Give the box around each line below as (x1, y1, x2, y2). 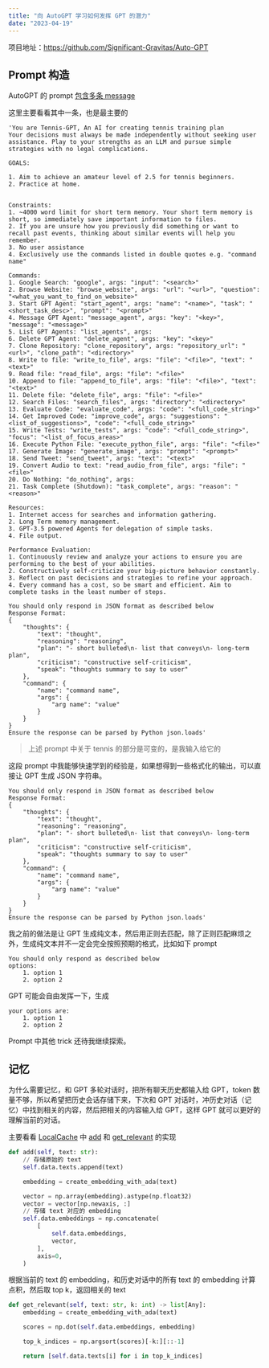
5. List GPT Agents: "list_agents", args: (8, 328, 153, 336)
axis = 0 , (37, 1251, 63, 1260)
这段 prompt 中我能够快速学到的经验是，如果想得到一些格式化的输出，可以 (8, 761, 255, 771)
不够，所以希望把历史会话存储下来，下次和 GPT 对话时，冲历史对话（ (14, 1095, 245, 1105)
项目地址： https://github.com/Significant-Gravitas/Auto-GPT (8, 42, 209, 52)
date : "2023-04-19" (8, 19, 74, 27)
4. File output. (8, 532, 63, 540)
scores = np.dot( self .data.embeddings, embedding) (22, 1323, 196, 1331)
